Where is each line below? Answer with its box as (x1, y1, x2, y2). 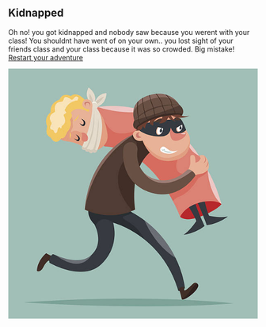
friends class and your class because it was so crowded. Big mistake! (8, 44, 235, 54)
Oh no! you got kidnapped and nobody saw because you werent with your (8, 27, 250, 37)
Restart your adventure (8, 52, 83, 62)
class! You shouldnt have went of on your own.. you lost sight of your (8, 36, 234, 45)
